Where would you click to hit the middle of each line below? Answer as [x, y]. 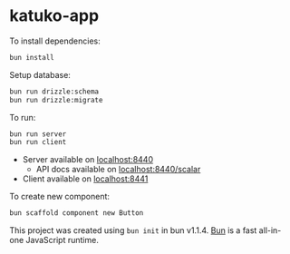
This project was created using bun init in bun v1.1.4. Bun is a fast [133, 230]
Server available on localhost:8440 [88, 160]
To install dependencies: [55, 41]
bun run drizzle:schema [54, 92]
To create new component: [60, 197]
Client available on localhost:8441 [85, 179]
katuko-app [54, 16]
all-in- [270, 230]
